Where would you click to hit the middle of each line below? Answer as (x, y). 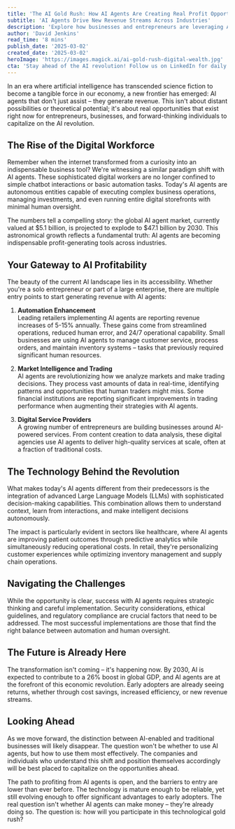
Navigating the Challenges (66, 584)
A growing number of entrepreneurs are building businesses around (115, 427)
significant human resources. (59, 355)
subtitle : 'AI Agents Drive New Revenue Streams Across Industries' (109, 20)
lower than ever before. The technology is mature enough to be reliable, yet (116, 789)
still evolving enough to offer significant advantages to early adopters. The (115, 797)
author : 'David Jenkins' (43, 33)
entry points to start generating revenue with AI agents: (87, 297)
